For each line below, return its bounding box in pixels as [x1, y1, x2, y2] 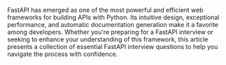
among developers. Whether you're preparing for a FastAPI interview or [7, 28, 213, 36]
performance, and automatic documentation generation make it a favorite [7, 21, 219, 28]
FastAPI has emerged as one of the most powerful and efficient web [7, 6, 204, 14]
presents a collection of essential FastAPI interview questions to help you [7, 43, 218, 50]
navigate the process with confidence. [7, 50, 118, 58]
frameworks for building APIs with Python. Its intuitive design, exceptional [7, 13, 220, 21]
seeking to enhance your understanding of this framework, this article [7, 35, 209, 44]
